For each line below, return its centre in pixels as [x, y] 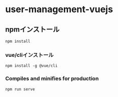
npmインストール [32, 29]
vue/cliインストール [30, 55]
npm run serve [20, 89]
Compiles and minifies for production [52, 79]
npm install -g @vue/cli [31, 66]
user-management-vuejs [59, 9]
